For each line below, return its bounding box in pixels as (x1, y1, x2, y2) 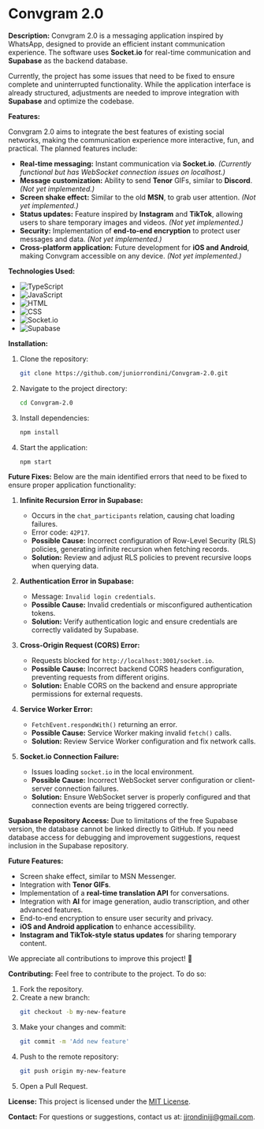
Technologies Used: (8, 266, 76, 276)
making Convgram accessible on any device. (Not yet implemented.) (19, 251, 242, 260)
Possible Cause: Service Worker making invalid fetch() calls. (31, 728, 232, 738)
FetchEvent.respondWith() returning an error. (31, 720, 177, 729)
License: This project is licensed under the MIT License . (8, 1097, 191, 1106)
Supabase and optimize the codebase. (8, 96, 135, 106)
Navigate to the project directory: (19, 383, 128, 393)
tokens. (31, 609, 56, 618)
